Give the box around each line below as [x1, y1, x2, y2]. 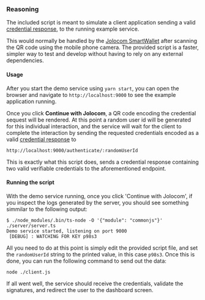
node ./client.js [6, 269, 51, 275]
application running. [6, 98, 57, 105]
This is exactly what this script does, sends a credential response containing [6, 158, 199, 166]
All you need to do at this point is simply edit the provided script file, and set [6, 244, 198, 252]
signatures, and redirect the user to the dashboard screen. [6, 286, 154, 293]
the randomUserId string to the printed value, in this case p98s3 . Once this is [6, 250, 195, 258]
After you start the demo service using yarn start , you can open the [6, 85, 179, 92]
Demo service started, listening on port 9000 [6, 228, 127, 234]
